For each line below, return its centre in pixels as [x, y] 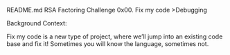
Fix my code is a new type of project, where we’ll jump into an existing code [115, 36]
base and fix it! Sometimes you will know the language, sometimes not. [108, 44]
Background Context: [37, 23]
